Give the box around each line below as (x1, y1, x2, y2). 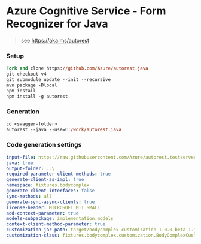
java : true (6, 160, 33, 166)
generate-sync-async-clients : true (6, 199, 95, 205)
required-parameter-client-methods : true (6, 171, 111, 177)
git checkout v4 (6, 71, 47, 77)
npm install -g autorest (6, 93, 68, 100)
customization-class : (6, 233, 60, 239)
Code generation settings (6, 141, 82, 149)
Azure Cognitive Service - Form (6, 4, 166, 18)
